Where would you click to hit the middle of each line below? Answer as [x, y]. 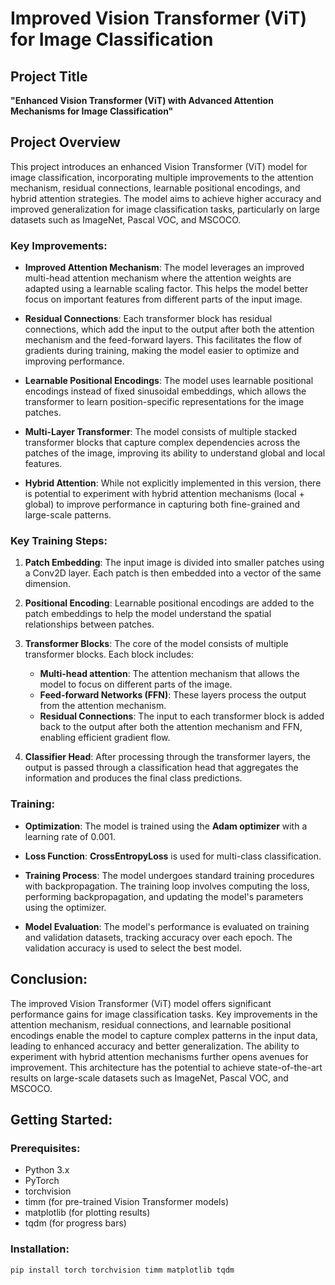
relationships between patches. [89, 624]
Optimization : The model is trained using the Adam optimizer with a [166, 826]
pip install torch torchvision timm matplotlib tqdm [122, 1270]
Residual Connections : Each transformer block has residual [148, 319]
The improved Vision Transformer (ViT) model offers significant [141, 1003]
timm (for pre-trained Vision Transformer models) [127, 1202]
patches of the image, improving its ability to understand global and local [175, 453]
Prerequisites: [45, 1148]
